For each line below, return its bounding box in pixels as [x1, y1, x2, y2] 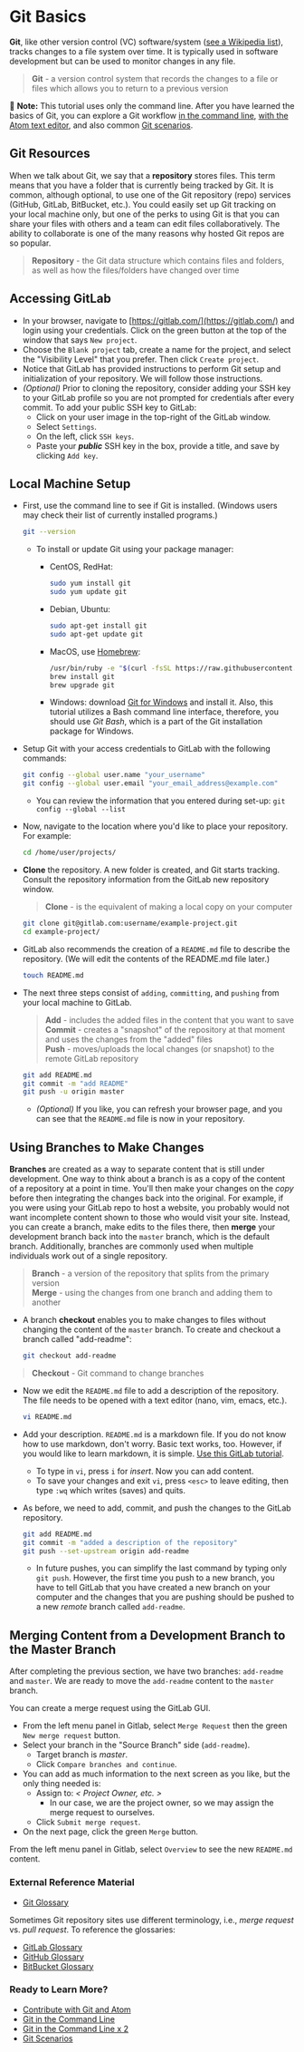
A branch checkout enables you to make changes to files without [22, 1315, 267, 1326]
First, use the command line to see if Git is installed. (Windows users [22, 501, 278, 511]
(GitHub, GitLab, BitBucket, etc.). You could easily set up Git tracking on [9, 199, 277, 209]
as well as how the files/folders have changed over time [31, 265, 240, 276]
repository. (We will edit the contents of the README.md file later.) [22, 953, 271, 964]
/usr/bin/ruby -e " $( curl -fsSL [49, 664, 172, 673]
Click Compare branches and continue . [35, 1759, 177, 1770]
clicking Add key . [35, 450, 99, 461]
